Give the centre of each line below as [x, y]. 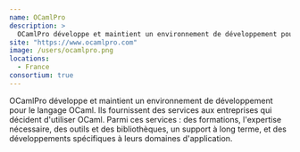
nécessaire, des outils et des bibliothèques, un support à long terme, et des [148, 129]
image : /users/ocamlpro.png [62, 51]
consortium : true [42, 76]
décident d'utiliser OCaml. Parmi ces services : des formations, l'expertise [146, 119]
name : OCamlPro [37, 17]
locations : [29, 59]
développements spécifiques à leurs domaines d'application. [121, 138]
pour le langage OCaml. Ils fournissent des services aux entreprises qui [141, 110]
